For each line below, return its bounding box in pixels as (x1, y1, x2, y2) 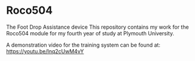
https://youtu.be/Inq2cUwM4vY (6, 47, 85, 54)
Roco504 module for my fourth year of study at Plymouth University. (6, 29, 175, 36)
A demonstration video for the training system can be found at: (6, 41, 161, 48)
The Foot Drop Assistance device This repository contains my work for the (6, 23, 189, 30)
